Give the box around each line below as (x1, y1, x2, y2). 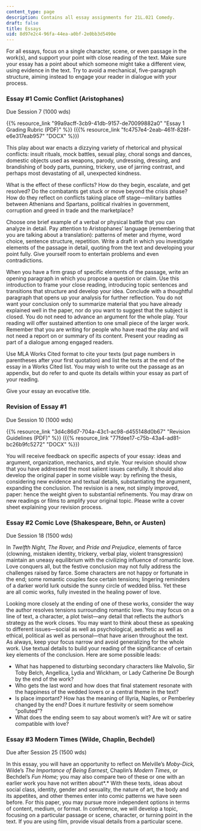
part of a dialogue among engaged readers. (6, 339, 114, 346)
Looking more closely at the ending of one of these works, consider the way (6, 600, 194, 607)
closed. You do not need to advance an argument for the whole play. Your (6, 313, 188, 320)
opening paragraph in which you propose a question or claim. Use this (6, 275, 179, 282)
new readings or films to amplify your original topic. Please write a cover (6, 497, 184, 504)
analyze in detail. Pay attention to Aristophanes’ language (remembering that (6, 225, 195, 232)
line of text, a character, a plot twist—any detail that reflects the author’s (6, 613, 184, 620)
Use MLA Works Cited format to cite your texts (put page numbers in (6, 350, 175, 358)
